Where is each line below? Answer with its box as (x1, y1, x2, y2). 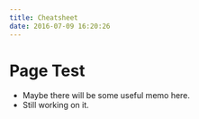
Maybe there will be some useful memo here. (22, 90, 191, 101)
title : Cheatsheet (9, 13, 78, 23)
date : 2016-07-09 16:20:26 (9, 22, 111, 31)
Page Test (9, 60, 86, 81)
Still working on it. (22, 100, 90, 111)
